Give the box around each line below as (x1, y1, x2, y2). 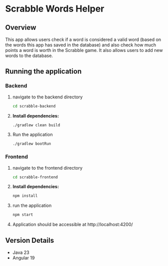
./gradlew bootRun (12, 141, 51, 146)
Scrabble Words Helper (5, 3, 105, 15)
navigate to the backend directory (12, 94, 83, 100)
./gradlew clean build (12, 122, 60, 128)
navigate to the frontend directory (12, 165, 83, 171)
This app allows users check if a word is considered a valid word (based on (5, 36, 161, 42)
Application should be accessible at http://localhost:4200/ (12, 222, 133, 228)
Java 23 (12, 249, 30, 255)
